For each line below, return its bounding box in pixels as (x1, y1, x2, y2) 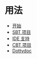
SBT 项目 (12, 29, 31, 35)
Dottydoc (12, 47, 32, 54)
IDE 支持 (12, 35, 30, 42)
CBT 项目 (12, 42, 31, 48)
